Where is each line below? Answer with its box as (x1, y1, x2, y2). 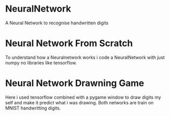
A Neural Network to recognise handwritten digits (5, 20, 109, 26)
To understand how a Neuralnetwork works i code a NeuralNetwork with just (5, 54, 165, 60)
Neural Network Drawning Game (5, 78, 144, 89)
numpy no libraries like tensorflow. (5, 59, 77, 66)
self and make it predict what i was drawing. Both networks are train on (5, 99, 154, 105)
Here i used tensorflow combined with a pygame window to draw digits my (5, 94, 161, 100)
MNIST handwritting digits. (5, 105, 61, 111)
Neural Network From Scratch (5, 37, 133, 49)
